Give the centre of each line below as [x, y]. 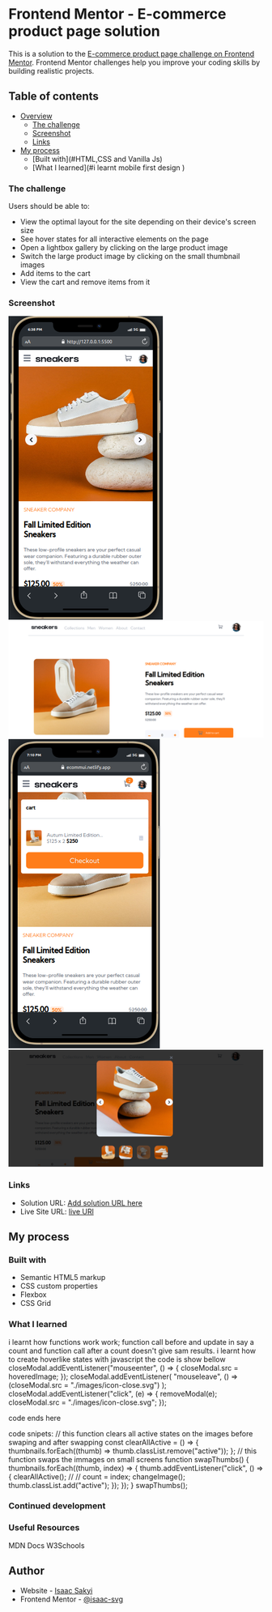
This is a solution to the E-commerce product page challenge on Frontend [132, 53]
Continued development [57, 1506]
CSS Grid [35, 1304]
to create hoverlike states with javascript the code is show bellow [117, 1359]
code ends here [35, 1418]
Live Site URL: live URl [57, 1211]
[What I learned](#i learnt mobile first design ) [108, 168]
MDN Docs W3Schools [47, 1545]
